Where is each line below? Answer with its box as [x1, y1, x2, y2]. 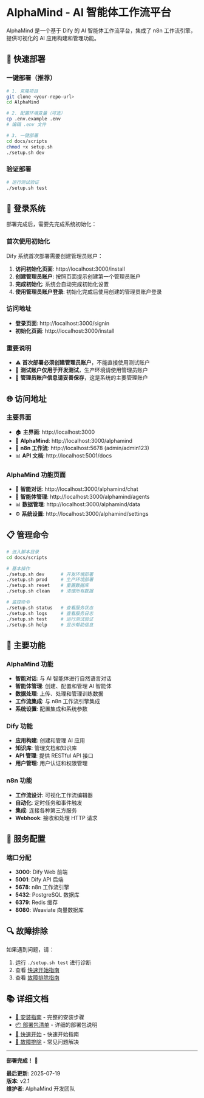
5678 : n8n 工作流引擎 [15, 883, 70, 891]
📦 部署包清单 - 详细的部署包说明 [15, 1021, 98, 1029]
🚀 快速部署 [6, 54, 46, 64]
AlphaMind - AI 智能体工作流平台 [6, 5, 172, 19]
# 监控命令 [6, 599, 30, 605]
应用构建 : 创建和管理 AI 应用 [15, 737, 86, 744]
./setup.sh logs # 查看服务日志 [6, 610, 93, 616]
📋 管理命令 [6, 530, 49, 540]
